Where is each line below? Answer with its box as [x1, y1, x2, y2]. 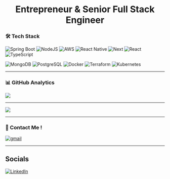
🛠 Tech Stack [5, 33, 40, 40]
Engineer [65, 14, 105, 26]
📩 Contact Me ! [5, 124, 42, 131]
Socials [5, 155, 29, 163]
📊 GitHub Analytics [5, 79, 55, 86]
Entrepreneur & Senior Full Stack [15, 4, 155, 15]
